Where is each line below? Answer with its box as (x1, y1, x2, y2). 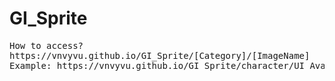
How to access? (9, 40, 84, 51)
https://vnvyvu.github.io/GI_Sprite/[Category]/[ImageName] (9, 50, 311, 61)
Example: (9, 60, 52, 71)
